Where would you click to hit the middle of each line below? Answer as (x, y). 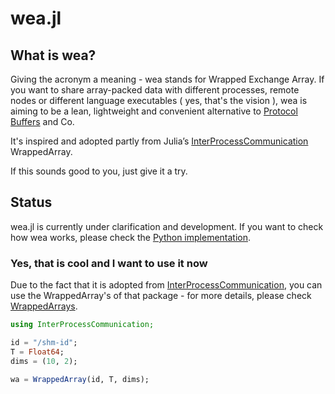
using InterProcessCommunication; (82, 325)
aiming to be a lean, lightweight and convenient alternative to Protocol (154, 111)
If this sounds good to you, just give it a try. (99, 171)
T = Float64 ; (37, 352)
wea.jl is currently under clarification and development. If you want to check (167, 226)
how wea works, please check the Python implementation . (131, 237)
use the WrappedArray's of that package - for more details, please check (161, 296)
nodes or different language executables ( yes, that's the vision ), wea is (159, 100)
